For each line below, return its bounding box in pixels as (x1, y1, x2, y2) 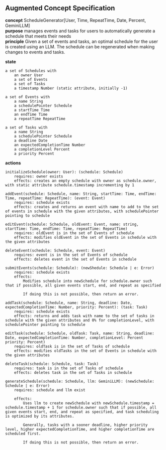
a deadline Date (14, 138, 48, 143)
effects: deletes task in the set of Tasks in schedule (14, 370, 133, 375)
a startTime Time (14, 107, 50, 113)
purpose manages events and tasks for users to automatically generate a (5, 27, 156, 34)
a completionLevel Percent (14, 147, 70, 151)
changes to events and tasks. (5, 49, 66, 55)
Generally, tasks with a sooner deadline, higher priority (23, 422, 148, 428)
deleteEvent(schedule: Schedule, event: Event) (5, 248, 106, 253)
